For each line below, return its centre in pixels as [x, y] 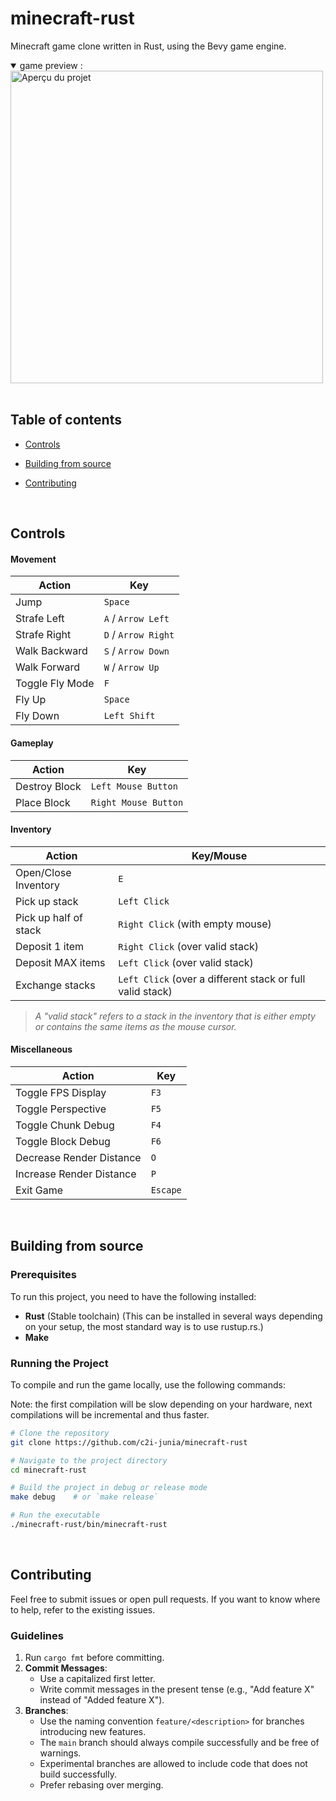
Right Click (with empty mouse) [195, 924]
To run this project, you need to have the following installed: [133, 1296]
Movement [33, 559]
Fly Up [31, 700]
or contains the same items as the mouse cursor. [135, 1026]
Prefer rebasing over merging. [101, 1785]
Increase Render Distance [76, 1174]
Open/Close [43, 872]
